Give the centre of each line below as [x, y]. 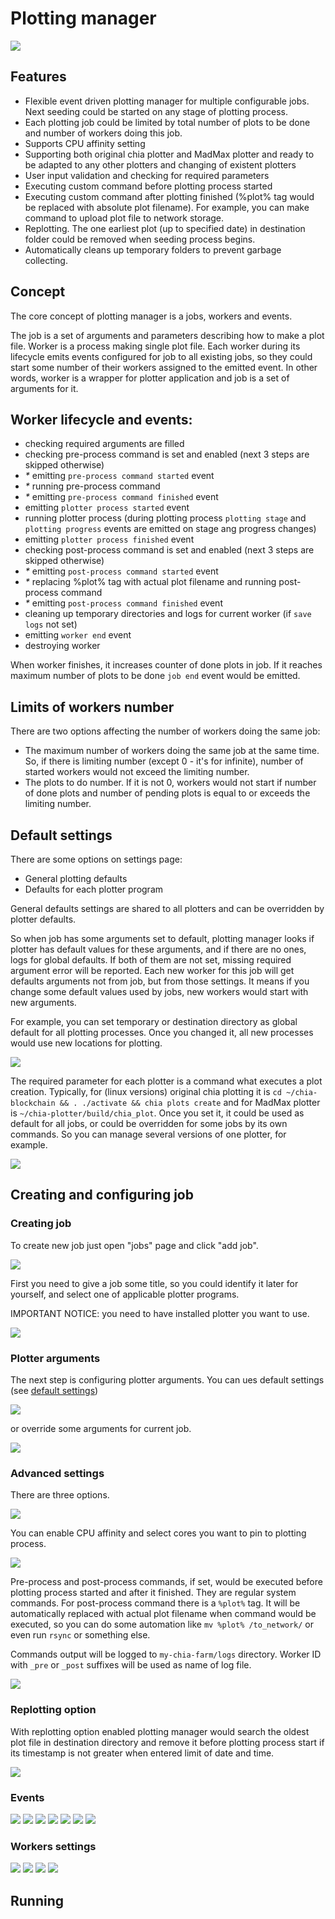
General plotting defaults [76, 878]
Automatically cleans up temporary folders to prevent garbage [153, 249]
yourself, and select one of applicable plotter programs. [125, 1294]
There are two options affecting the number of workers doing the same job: [165, 731]
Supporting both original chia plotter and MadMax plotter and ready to [169, 154]
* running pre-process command [92, 486]
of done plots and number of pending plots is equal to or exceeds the [167, 793]
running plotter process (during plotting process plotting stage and [165, 518]
